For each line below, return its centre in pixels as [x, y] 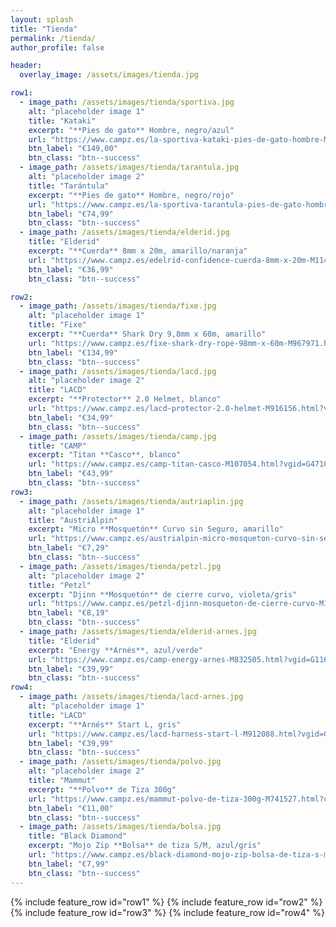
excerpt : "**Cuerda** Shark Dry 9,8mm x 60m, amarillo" [147, 334]
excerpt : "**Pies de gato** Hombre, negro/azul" [131, 130]
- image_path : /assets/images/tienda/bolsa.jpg [120, 827]
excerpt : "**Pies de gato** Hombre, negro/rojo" [131, 195]
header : [26, 66]
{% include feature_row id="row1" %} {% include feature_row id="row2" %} [166, 902]
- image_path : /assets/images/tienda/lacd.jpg [118, 371]
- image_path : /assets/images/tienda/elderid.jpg [124, 232]
